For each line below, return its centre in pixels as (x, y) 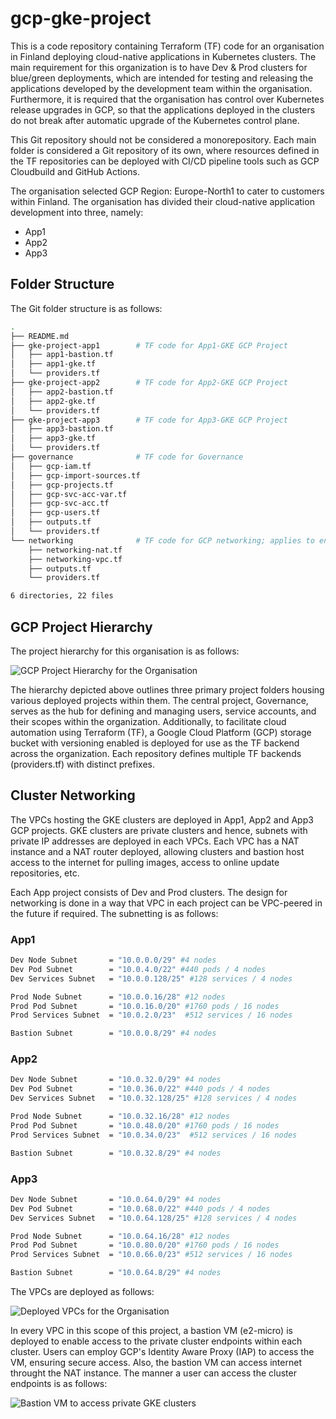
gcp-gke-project (81, 18)
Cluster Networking (73, 795)
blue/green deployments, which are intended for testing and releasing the (162, 78)
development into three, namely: (77, 212)
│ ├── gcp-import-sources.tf (75, 475)
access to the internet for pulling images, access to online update (145, 862)
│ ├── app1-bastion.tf (62, 355)
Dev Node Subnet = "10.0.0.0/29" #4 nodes (113, 960)
